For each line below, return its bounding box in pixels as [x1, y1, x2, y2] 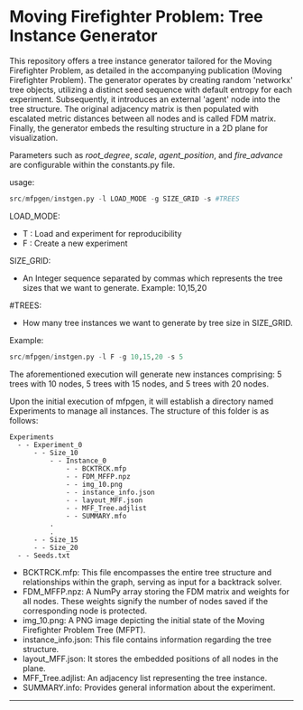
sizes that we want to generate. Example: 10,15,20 [22, 282, 207, 293]
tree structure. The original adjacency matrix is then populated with [9, 103, 260, 114]
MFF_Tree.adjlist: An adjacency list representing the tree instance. [22, 672, 268, 683]
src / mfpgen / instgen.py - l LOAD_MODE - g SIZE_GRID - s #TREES [9, 194, 241, 203]
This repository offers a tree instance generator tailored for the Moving [9, 55, 272, 66]
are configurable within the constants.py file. [9, 159, 176, 170]
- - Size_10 [32, 448, 78, 457]
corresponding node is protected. [22, 605, 148, 616]
